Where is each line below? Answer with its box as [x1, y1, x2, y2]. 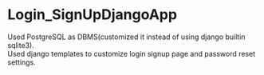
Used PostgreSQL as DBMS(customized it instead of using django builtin [7, 32, 246, 41]
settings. [7, 57, 37, 67]
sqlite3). [7, 40, 35, 49]
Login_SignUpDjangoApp [7, 6, 177, 24]
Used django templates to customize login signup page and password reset [7, 49, 256, 58]
